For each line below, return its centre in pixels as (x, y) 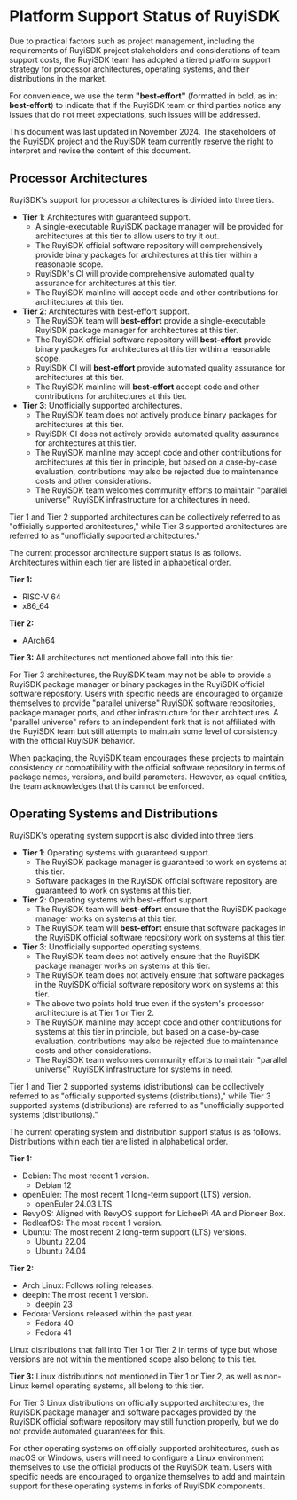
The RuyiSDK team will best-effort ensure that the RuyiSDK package (161, 909)
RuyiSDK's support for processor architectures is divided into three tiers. (142, 199)
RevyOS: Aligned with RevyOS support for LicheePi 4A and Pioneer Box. (154, 1213)
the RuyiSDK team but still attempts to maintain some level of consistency (143, 731)
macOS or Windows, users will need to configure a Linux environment (137, 1457)
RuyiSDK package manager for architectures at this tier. (137, 330)
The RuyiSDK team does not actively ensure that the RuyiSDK (147, 956)
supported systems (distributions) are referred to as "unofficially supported (147, 1105)
